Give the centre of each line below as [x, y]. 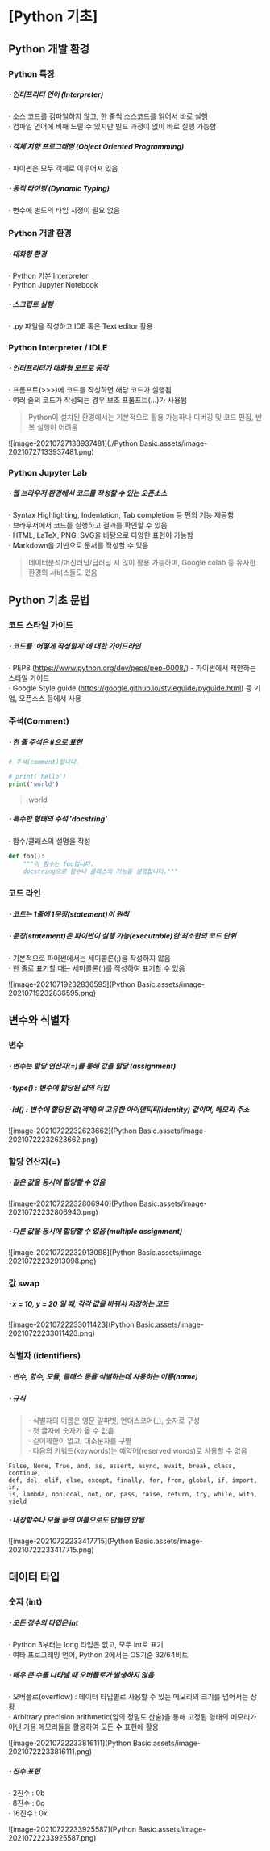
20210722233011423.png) [52, 1333]
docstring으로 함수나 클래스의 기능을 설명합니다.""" [101, 871]
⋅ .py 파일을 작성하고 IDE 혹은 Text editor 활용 [81, 326]
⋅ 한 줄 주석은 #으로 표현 [46, 742]
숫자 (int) [25, 1602]
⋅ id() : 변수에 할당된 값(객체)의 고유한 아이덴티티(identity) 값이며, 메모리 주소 [129, 1110]
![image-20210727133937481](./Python [73, 443]
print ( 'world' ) [34, 784]
